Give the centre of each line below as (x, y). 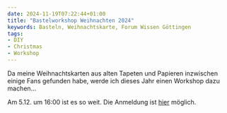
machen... (22, 88)
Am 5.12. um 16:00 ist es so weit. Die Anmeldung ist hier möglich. (102, 102)
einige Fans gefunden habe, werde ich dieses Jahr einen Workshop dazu (114, 81)
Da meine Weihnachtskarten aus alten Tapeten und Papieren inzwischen (112, 73)
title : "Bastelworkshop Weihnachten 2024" (71, 20)
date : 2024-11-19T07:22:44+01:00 (57, 14)
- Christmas (25, 47)
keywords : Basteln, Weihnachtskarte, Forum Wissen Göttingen (99, 27)
